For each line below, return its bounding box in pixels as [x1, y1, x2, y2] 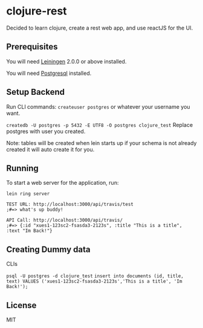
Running [6, 163, 39, 173]
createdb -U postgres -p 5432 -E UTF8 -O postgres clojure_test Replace [6, 121, 193, 128]
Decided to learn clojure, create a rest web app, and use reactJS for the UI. [6, 24, 193, 31]
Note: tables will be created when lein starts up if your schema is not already [6, 139, 197, 146]
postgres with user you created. [6, 127, 86, 135]
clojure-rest [6, 4, 68, 18]
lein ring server [6, 191, 50, 197]
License [6, 300, 37, 310]
